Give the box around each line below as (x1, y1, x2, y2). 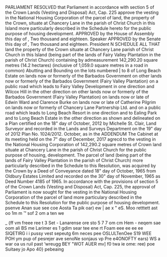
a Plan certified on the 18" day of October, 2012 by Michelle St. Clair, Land (5, 120, 157, 126)
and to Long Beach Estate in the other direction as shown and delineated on (5, 115, 161, 121)
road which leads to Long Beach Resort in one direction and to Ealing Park (5, 110, 158, 116)
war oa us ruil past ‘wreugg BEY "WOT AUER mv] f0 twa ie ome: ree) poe (5, 241, 155, 247)
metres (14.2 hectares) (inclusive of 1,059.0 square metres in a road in (5, 62, 148, 68)
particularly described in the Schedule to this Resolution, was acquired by (5, 163, 156, 169)
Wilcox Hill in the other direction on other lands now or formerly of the (5, 89, 149, 94)
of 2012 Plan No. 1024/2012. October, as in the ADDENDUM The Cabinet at (5, 131, 159, 137)
